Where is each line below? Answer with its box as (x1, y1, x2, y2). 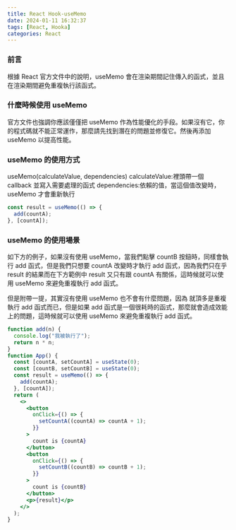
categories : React (7, 30, 61, 37)
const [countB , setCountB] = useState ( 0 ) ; (13, 365, 140, 372)
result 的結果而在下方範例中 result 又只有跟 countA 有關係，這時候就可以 (7, 270, 218, 279)
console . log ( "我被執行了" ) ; (13, 332, 91, 339)
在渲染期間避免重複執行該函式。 (7, 81, 100, 89)
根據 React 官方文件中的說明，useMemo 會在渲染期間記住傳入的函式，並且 (7, 72, 225, 81)
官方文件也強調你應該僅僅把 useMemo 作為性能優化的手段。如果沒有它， (7, 117, 219, 126)
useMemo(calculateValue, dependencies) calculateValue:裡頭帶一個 (7, 172, 204, 181)
